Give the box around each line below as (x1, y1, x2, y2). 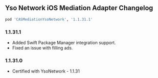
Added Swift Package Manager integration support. (12, 39, 116, 46)
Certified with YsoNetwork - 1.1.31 (12, 68, 80, 74)
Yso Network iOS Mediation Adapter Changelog (5, 4, 153, 12)
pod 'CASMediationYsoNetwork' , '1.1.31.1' (5, 17, 93, 22)
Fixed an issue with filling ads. (12, 45, 73, 51)
